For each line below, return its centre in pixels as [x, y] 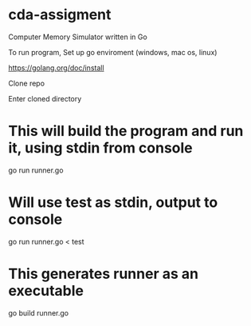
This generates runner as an [104, 274]
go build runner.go [39, 312]
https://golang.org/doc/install [57, 68]
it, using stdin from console [100, 148]
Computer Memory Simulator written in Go [78, 37]
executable [46, 291]
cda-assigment [60, 15]
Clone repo [27, 83]
